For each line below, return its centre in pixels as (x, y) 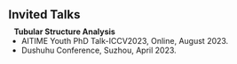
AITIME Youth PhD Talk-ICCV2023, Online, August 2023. (125, 41)
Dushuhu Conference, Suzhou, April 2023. (99, 50)
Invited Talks (44, 14)
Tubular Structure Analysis (65, 32)
